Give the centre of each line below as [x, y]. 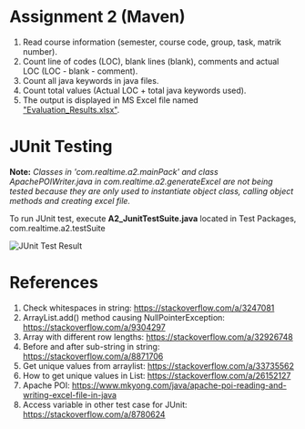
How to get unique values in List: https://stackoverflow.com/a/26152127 [157, 375]
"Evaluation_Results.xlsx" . [71, 109]
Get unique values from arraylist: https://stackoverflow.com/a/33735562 [158, 365]
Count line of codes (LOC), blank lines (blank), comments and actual [151, 61]
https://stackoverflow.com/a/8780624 [94, 414]
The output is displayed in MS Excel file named [110, 100]
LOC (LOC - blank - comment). [80, 71]
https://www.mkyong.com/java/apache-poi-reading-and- [179, 385]
